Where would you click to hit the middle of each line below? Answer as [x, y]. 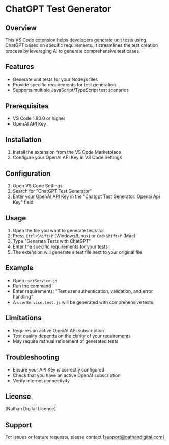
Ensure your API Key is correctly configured [59, 369]
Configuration [28, 173]
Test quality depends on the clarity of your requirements [72, 336]
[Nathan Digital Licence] [31, 409]
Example [19, 268]
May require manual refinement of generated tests [65, 341]
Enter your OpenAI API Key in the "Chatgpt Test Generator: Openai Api [86, 196]
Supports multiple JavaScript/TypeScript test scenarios [71, 90]
